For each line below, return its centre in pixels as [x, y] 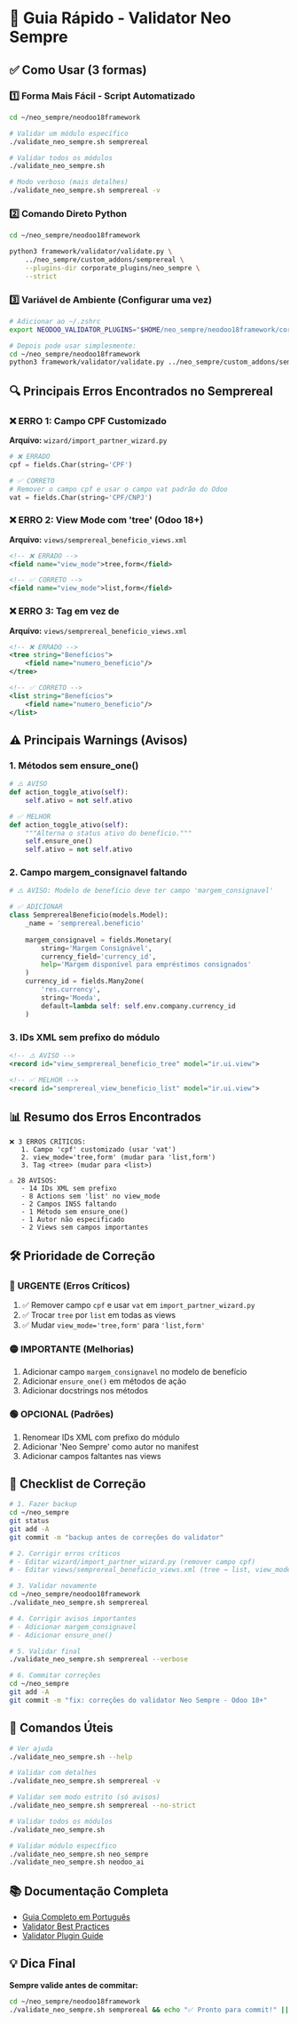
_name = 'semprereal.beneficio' [85, 924]
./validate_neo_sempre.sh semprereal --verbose [99, 1659]
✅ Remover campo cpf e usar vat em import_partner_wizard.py [138, 1305]
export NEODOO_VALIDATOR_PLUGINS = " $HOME [85, 329]
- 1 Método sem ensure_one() [74, 1212]
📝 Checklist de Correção [78, 1484]
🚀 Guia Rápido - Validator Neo [120, 18]
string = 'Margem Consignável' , [97, 948]
